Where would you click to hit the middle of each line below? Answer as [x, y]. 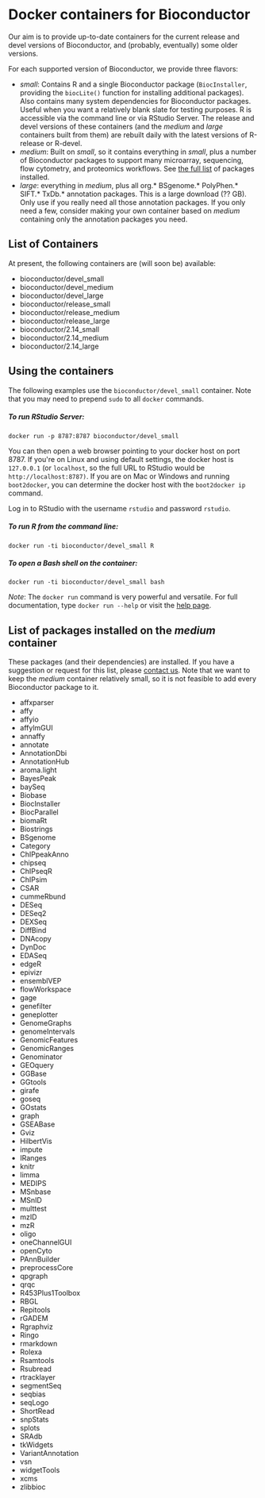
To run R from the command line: [63, 526]
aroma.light [38, 770]
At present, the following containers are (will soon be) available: [112, 263]
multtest [33, 1209]
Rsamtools [37, 1361]
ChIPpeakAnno [44, 854]
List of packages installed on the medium [112, 630]
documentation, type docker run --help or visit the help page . [110, 606]
